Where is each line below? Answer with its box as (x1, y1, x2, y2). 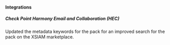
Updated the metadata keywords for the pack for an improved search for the (5, 28, 165, 34)
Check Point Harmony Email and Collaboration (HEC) (5, 16, 120, 22)
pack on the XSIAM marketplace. (5, 33, 74, 40)
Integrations (5, 4, 32, 10)
